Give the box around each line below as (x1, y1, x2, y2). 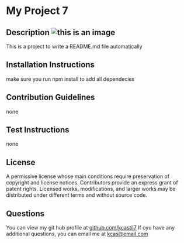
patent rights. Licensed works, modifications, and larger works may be (6, 186, 176, 193)
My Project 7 (6, 4, 68, 18)
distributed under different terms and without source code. (6, 191, 148, 198)
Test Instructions (6, 125, 70, 135)
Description (6, 28, 50, 37)
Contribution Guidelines (6, 93, 95, 102)
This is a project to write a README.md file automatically (6, 43, 143, 50)
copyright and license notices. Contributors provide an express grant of (6, 179, 178, 186)
